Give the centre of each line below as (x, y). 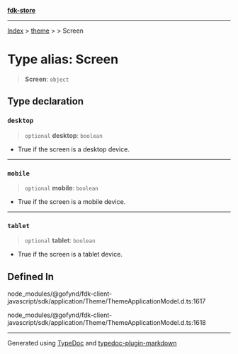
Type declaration (45, 101)
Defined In (31, 277)
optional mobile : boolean (62, 188)
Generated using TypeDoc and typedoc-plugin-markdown (92, 343)
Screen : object (47, 79)
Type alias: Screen (63, 59)
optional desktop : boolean (63, 135)
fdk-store (22, 10)
